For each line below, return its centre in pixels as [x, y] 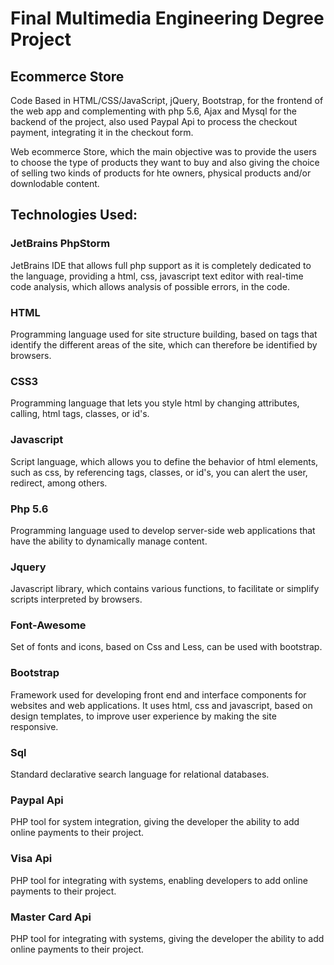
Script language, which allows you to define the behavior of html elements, [164, 461]
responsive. [34, 726]
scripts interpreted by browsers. [76, 599]
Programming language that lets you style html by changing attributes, [155, 403]
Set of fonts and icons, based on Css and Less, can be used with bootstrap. [166, 647]
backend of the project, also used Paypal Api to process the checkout [154, 121]
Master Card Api [51, 917]
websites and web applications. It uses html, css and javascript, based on [161, 705]
